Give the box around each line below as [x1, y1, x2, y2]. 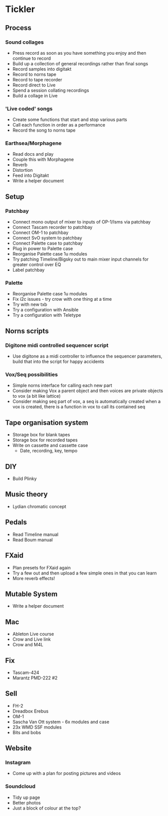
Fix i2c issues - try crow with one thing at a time [12, 296, 112, 302]
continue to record [12, 55, 51, 61]
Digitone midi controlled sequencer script [5, 341, 109, 348]
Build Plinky [12, 476, 37, 482]
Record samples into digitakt [12, 66, 72, 72]
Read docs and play [12, 151, 54, 157]
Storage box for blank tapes [12, 432, 70, 438]
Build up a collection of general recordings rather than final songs [12, 60, 148, 66]
